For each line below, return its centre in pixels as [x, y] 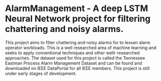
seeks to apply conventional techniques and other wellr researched [72, 53]
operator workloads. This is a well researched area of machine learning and [81, 48]
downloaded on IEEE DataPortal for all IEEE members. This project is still [77, 68]
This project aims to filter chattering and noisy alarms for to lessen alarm [78, 42]
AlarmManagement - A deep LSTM [77, 8]
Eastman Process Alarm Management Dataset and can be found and [74, 63]
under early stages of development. [41, 73]
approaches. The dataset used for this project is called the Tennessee [75, 58]
